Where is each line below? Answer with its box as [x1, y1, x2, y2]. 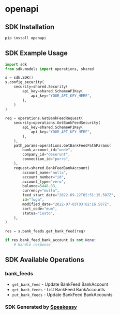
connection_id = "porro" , [22, 157, 70, 161]
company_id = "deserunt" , [22, 152, 70, 157]
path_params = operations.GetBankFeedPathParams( [14, 143, 111, 148]
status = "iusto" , [22, 210, 55, 216]
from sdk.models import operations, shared [5, 67, 94, 71]
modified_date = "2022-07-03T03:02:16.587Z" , [22, 202, 111, 207]
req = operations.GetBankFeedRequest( [5, 116, 83, 121]
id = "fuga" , [22, 197, 45, 202]
